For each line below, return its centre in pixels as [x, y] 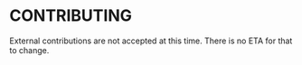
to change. [29, 50]
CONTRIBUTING [71, 16]
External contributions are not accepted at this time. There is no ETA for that [151, 41]
